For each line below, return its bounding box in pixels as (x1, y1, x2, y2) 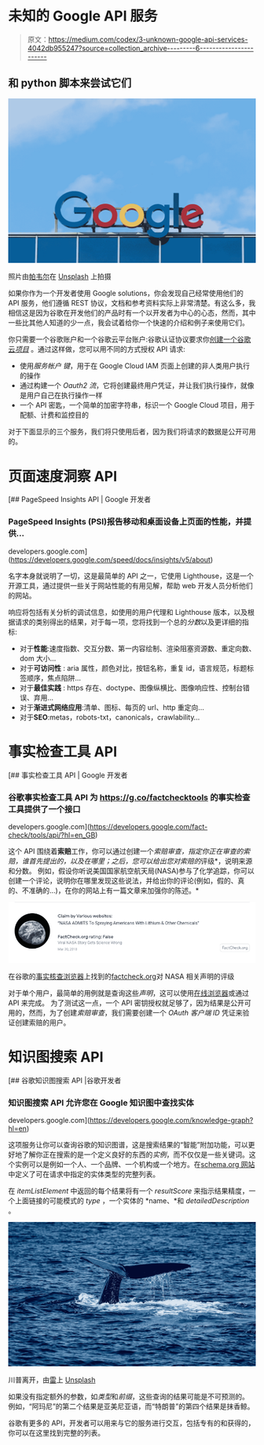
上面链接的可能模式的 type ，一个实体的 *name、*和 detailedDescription (14, 1196, 250, 1205)
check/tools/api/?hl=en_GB (8, 830, 96, 840)
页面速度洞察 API (8, 467, 118, 485)
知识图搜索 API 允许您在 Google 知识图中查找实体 (8, 1097, 194, 1108)
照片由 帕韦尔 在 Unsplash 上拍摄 (8, 272, 112, 281)
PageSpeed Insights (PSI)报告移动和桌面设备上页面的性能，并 (8, 516, 244, 527)
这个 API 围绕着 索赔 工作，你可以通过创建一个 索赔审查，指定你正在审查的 (8, 846, 244, 856)
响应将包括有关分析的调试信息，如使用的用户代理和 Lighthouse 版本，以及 (8, 607, 248, 616)
